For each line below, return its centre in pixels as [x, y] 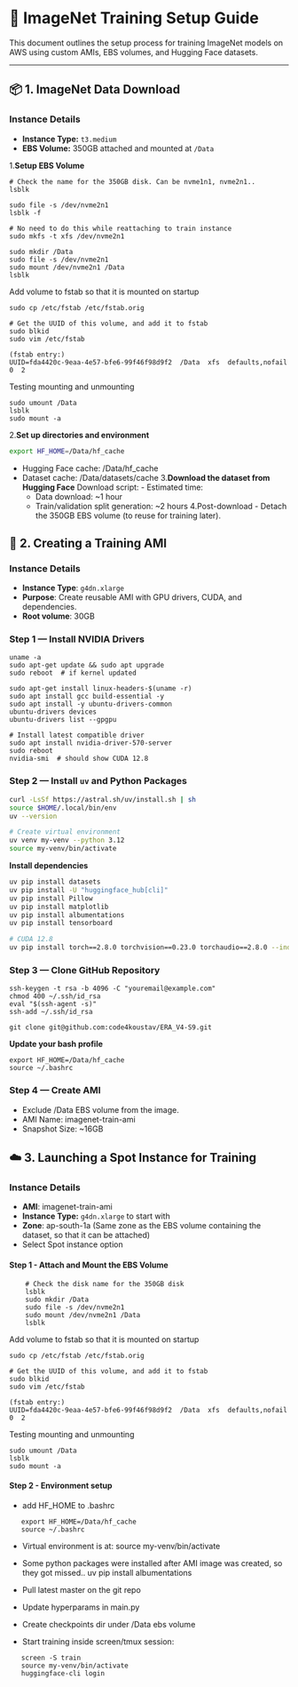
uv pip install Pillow [51, 898]
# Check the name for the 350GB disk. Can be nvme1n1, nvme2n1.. [132, 181]
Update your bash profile [56, 1044]
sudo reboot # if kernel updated [73, 673]
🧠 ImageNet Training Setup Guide [134, 18]
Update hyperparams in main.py [81, 1607]
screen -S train [51, 1658]
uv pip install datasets [55, 882]
